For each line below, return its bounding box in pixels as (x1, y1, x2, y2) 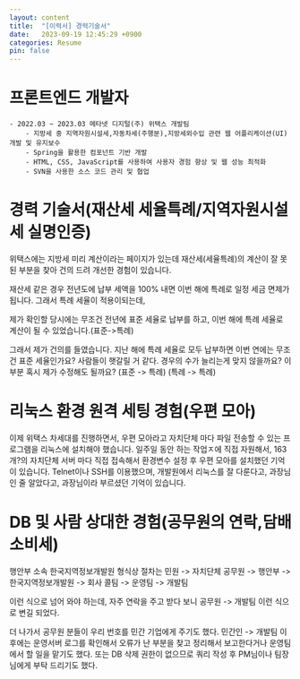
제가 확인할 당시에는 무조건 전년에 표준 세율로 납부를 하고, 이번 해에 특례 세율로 (9, 314, 284, 324)
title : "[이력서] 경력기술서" (9, 21, 111, 30)
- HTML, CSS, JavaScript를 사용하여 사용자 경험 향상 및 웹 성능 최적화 (25, 158, 267, 167)
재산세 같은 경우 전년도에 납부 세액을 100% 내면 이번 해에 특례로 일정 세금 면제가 (9, 284, 290, 294)
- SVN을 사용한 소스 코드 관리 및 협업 (25, 168, 150, 176)
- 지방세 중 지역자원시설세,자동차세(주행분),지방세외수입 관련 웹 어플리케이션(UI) (25, 129, 288, 139)
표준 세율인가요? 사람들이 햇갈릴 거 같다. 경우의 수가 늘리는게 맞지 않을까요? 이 (18, 356, 292, 365)
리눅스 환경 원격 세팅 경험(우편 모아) (9, 401, 257, 422)
